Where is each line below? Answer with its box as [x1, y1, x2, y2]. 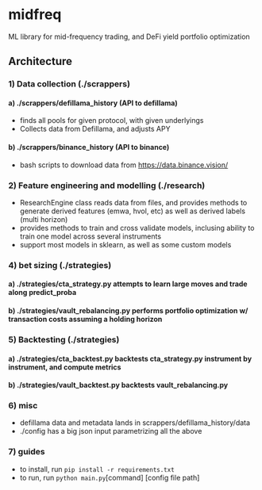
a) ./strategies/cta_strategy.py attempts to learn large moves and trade [8, 279, 248, 289]
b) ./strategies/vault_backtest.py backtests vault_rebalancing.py [8, 381, 229, 390]
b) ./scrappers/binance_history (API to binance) [8, 143, 170, 152]
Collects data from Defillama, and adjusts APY [19, 124, 171, 134]
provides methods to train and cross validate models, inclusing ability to [19, 223, 255, 232]
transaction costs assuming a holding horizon [8, 315, 163, 324]
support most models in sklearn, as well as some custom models [19, 239, 232, 249]
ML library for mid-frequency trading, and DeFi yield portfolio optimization [8, 32, 250, 41]
